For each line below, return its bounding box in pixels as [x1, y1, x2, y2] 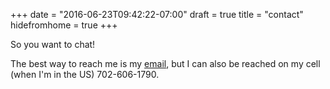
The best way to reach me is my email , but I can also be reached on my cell [10, 58, 321, 69]
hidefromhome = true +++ [10, 19, 118, 31]
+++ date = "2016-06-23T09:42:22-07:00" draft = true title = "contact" [10, 9, 304, 20]
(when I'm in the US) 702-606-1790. [10, 69, 160, 80]
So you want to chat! [10, 39, 96, 50]
